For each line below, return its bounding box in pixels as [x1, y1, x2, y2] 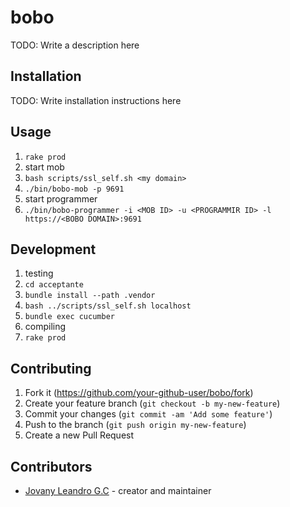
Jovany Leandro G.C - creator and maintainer [24, 485, 212, 496]
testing [24, 267, 54, 280]
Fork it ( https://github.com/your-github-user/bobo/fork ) [24, 387, 254, 399]
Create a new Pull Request [24, 429, 135, 441]
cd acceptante [24, 280, 84, 290]
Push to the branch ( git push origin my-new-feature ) [24, 419, 247, 431]
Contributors [10, 458, 93, 475]
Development [10, 241, 97, 258]
